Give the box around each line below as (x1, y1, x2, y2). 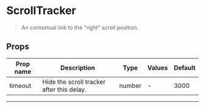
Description (60, 63, 96, 72)
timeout (9, 81, 32, 90)
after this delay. (42, 85, 87, 93)
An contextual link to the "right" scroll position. (21, 24, 139, 31)
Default (173, 63, 196, 72)
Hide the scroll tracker (42, 77, 106, 86)
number (119, 81, 142, 90)
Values (147, 63, 168, 72)
